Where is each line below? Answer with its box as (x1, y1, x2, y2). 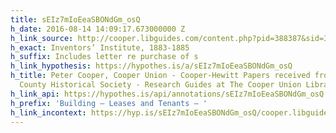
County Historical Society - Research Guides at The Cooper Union (19, 80, 302, 90)
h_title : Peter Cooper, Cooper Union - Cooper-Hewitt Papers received (10, 71, 311, 81)
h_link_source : (10, 33, 74, 43)
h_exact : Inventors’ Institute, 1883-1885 (10, 42, 190, 53)
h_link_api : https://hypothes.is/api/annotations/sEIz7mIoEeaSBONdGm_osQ (10, 89, 325, 99)
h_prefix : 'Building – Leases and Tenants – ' (10, 98, 208, 108)
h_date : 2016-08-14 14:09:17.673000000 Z (10, 24, 186, 34)
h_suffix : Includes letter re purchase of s (10, 52, 199, 62)
